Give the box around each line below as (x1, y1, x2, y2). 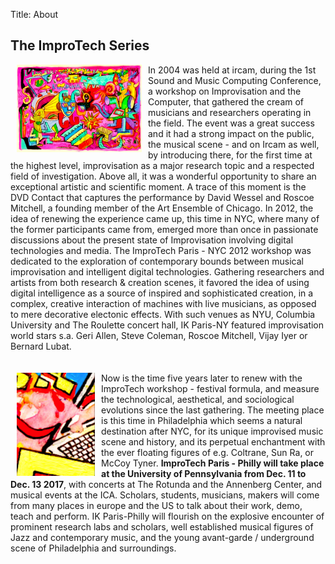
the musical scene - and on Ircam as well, (148, 138, 320, 150)
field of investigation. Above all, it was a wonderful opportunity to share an (10, 170, 317, 182)
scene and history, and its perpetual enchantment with (101, 435, 326, 448)
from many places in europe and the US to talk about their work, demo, (10, 499, 303, 511)
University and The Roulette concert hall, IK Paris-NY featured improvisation (10, 319, 325, 331)
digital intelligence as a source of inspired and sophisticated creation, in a (10, 287, 314, 299)
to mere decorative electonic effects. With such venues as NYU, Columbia (10, 308, 316, 320)
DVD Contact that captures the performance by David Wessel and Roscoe (10, 191, 315, 203)
